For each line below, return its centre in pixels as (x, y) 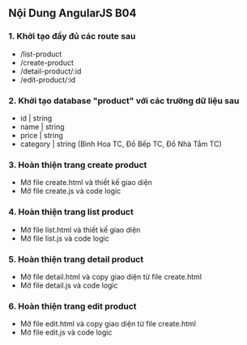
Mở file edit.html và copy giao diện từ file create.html (108, 324)
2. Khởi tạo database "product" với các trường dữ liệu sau (124, 100)
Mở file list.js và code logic (64, 238)
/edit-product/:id (48, 79)
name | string (42, 126)
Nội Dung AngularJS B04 (72, 13)
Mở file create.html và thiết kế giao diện (86, 183)
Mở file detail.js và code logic (69, 285)
